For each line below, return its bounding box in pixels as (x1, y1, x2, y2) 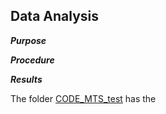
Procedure (10, 54, 55, 66)
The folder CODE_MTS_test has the (10, 92, 157, 104)
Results (10, 73, 43, 85)
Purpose (10, 34, 47, 46)
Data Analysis (10, 8, 100, 25)
